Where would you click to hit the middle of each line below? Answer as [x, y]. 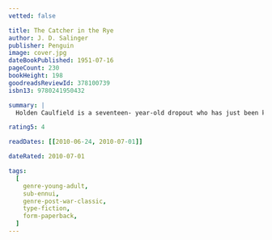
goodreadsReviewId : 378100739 [59, 83]
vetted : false [32, 16]
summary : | [27, 105]
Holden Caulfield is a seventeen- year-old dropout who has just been [137, 113]
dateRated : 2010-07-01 [47, 157]
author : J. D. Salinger [49, 38]
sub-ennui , [41, 194]
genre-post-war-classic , [65, 201]
